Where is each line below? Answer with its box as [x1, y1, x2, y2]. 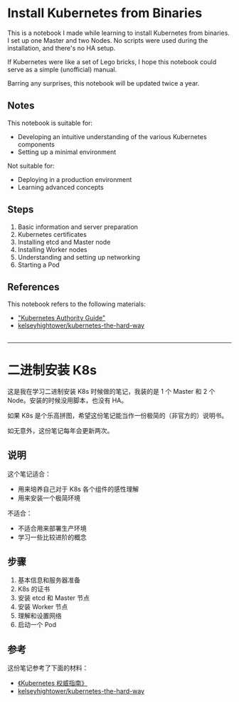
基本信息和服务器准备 [17, 576, 80, 584]
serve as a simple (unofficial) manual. [7, 65, 117, 73]
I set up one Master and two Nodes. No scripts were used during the [7, 36, 208, 44]
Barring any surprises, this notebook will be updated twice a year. [7, 78, 200, 87]
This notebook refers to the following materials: [7, 300, 146, 308]
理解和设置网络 [17, 611, 62, 620]
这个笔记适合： [7, 469, 51, 478]
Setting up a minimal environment [17, 148, 117, 156]
